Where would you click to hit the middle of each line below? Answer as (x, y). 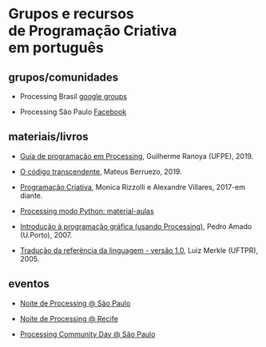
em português (56, 48)
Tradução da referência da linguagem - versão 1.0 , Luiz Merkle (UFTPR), (139, 250)
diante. (31, 195)
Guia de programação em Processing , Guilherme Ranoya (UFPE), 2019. (137, 156)
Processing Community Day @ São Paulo (87, 334)
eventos (29, 284)
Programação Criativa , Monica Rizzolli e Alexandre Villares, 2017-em (133, 187)
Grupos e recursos (71, 14)
